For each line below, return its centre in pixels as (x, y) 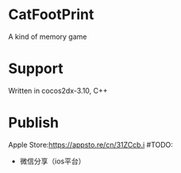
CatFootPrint (51, 15)
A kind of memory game (48, 37)
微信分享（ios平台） (52, 161)
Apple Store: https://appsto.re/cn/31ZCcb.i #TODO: (90, 144)
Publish (34, 123)
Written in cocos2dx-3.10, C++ (58, 90)
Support (36, 69)
